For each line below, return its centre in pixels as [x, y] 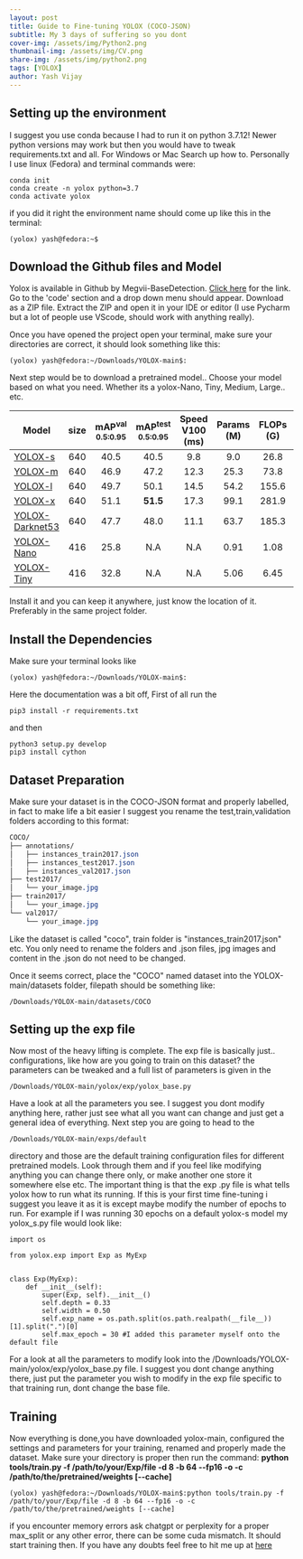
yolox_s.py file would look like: [66, 1223]
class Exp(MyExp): [44, 1280]
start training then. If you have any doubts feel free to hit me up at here [141, 1545]
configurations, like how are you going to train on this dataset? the [132, 1061]
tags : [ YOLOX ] [36, 69]
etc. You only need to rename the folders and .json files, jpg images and [143, 948]
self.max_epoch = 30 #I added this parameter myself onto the [161, 1335]
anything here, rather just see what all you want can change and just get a [147, 1113]
